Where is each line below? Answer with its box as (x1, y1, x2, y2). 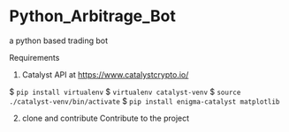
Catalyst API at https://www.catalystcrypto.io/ (21, 69, 189, 80)
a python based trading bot (9, 35, 109, 46)
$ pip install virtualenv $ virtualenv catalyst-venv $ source (9, 86, 241, 97)
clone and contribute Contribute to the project (21, 113, 190, 123)
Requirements (9, 52, 60, 62)
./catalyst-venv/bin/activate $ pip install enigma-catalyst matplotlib (9, 95, 280, 106)
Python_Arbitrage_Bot (9, 6, 177, 26)
